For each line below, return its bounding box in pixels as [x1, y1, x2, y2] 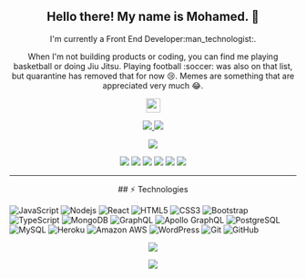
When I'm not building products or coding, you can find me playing [27, 51, 279, 62]
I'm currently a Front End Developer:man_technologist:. [49, 33, 257, 44]
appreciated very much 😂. [102, 79, 204, 91]
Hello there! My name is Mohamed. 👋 [46, 9, 260, 25]
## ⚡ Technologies [117, 183, 189, 194]
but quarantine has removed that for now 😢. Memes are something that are [11, 70, 295, 81]
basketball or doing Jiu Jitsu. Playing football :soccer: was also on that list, [13, 60, 293, 71]
